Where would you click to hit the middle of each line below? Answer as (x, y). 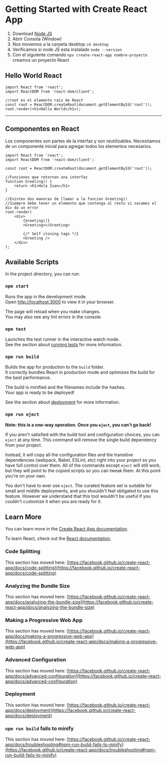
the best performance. (28, 378)
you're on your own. (26, 476)
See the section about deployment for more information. (63, 402)
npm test (16, 329)
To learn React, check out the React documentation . (58, 538)
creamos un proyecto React (41, 60)
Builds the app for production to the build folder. (55, 367)
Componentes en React (42, 129)
